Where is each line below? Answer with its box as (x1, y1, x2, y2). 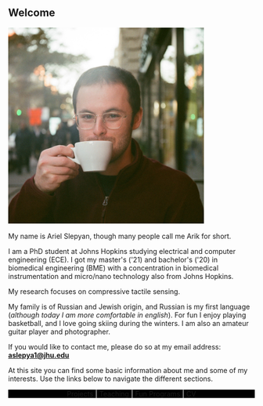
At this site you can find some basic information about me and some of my (8, 365, 248, 375)
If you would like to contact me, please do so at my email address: (8, 342, 222, 351)
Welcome (8, 6, 56, 20)
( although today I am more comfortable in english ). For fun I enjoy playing (8, 310, 247, 320)
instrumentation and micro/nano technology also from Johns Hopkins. (8, 271, 234, 281)
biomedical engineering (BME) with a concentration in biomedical (8, 263, 219, 273)
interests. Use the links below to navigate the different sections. (8, 374, 214, 383)
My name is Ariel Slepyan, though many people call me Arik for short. (8, 231, 232, 241)
